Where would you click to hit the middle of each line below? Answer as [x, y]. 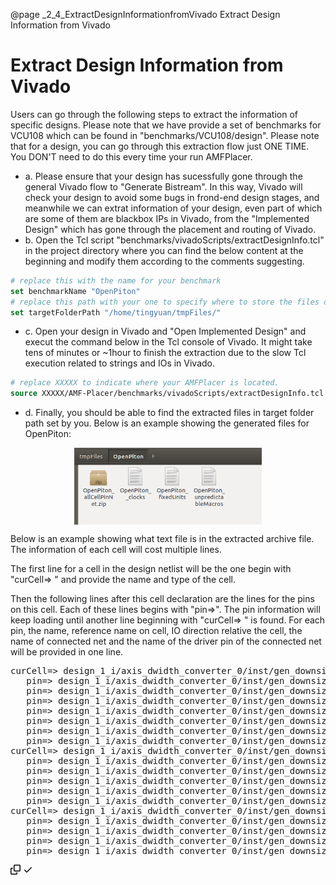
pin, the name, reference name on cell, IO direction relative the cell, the [156, 630]
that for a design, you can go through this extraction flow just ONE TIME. [160, 146]
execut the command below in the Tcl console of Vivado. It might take [168, 342]
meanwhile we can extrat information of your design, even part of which [173, 208]
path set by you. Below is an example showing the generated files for [167, 423]
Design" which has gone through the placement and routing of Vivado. [170, 229]
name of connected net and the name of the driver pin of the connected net [166, 641]
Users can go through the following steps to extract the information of [154, 114]
